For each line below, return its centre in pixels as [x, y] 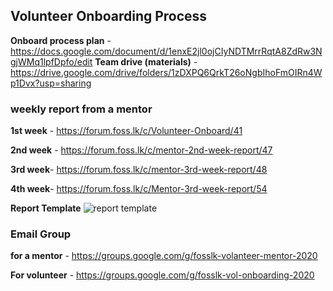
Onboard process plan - [61, 40]
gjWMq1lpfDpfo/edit [51, 61]
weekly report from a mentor [81, 109]
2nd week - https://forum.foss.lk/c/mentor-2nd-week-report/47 [141, 150]
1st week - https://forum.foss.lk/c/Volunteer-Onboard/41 [126, 131]
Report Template [46, 208]
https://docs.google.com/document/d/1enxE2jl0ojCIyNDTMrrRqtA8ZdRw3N [166, 51]
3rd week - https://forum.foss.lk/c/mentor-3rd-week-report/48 [139, 170]
